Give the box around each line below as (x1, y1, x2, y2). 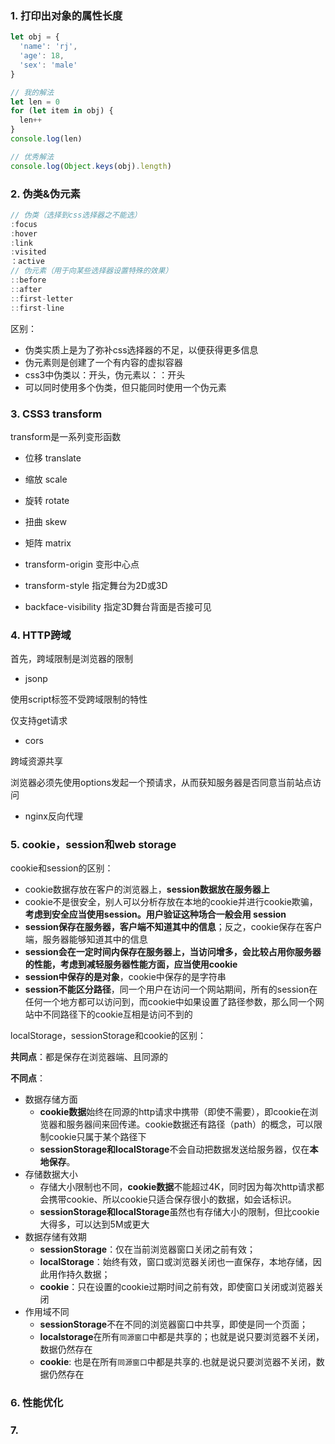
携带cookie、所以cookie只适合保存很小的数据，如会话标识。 (48, 1193, 297, 1206)
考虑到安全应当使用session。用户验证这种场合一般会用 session (24, 908, 287, 921)
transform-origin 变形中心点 (24, 558, 140, 570)
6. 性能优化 (10, 1396, 64, 1410)
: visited (10, 247, 47, 257)
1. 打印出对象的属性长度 (10, 8, 123, 22)
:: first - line (10, 303, 65, 313)
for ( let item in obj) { (10, 106, 114, 116)
